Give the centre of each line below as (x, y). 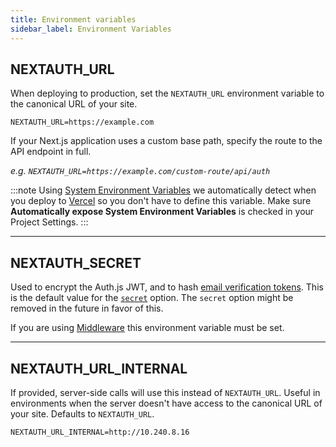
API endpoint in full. (51, 152)
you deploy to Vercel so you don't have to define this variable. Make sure (161, 201)
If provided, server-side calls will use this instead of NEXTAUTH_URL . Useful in (165, 392)
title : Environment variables (73, 19)
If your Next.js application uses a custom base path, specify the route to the (166, 141)
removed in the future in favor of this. (87, 308)
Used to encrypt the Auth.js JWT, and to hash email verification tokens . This (167, 287)
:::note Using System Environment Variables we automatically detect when (163, 190)
